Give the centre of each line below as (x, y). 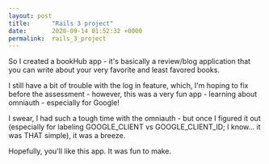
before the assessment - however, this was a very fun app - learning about (133, 95)
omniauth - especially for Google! (64, 103)
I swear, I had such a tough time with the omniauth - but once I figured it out (134, 119)
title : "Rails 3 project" (61, 23)
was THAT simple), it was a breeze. (67, 136)
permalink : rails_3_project (57, 38)
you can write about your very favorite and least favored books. (114, 70)
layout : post (30, 16)
